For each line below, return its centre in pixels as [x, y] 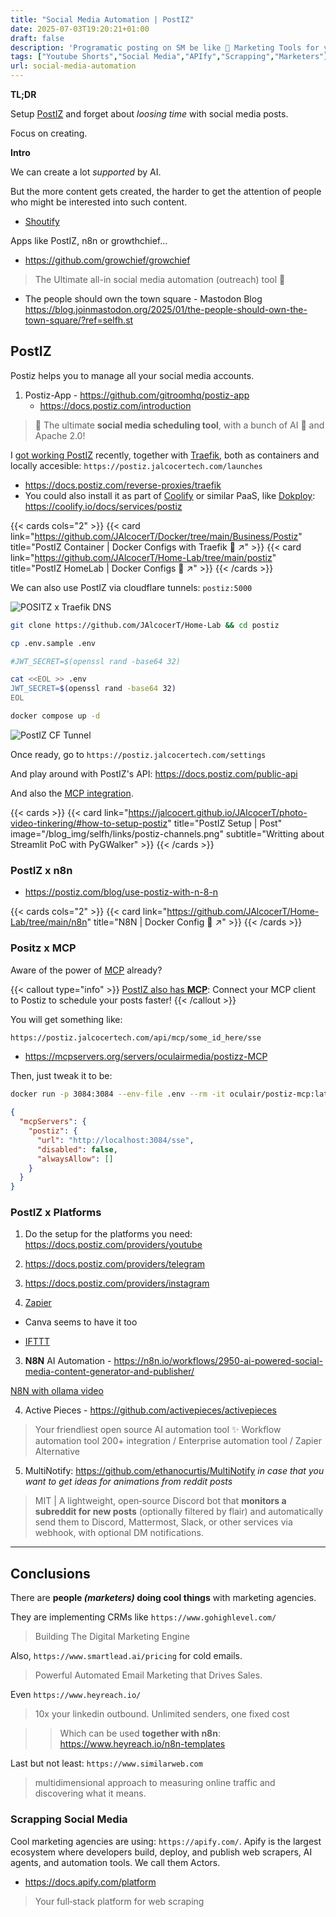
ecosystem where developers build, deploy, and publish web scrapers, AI [161, 1852]
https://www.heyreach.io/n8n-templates [142, 1744]
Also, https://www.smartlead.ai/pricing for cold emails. [126, 1656]
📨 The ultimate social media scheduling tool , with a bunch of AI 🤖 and [179, 425]
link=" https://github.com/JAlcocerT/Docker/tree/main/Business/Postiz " [156, 536]
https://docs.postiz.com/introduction [115, 405]
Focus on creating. [49, 133]
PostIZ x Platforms [56, 1213]
